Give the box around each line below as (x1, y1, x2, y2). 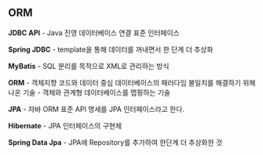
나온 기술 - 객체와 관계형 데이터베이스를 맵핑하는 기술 (8, 88, 171, 97)
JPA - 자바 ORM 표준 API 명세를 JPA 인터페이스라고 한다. (8, 104, 184, 114)
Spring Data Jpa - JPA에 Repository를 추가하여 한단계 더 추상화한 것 (8, 137, 223, 147)
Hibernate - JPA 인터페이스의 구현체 (8, 121, 122, 130)
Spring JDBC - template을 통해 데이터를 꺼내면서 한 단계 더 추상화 (8, 45, 214, 54)
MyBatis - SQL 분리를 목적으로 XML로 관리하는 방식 (8, 61, 170, 70)
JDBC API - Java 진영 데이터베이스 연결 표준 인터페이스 (8, 27, 180, 38)
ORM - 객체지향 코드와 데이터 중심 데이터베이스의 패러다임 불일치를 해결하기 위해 (8, 77, 256, 87)
